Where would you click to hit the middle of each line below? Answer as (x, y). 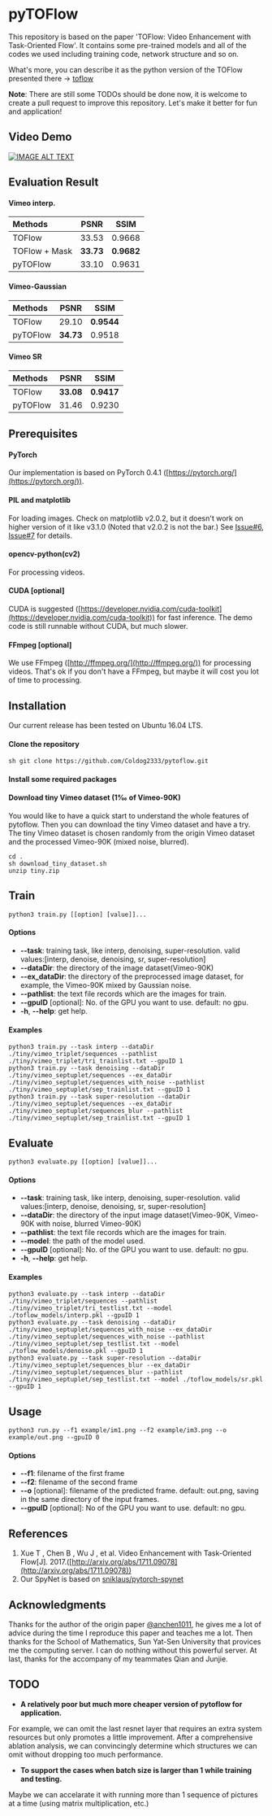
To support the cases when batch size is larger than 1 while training (136, 1770)
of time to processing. (45, 680)
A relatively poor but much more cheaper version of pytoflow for (131, 1704)
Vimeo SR (25, 357)
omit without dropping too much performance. (86, 1754)
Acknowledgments (58, 1605)
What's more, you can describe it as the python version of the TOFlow (126, 69)
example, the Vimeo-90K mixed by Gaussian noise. (106, 984)
